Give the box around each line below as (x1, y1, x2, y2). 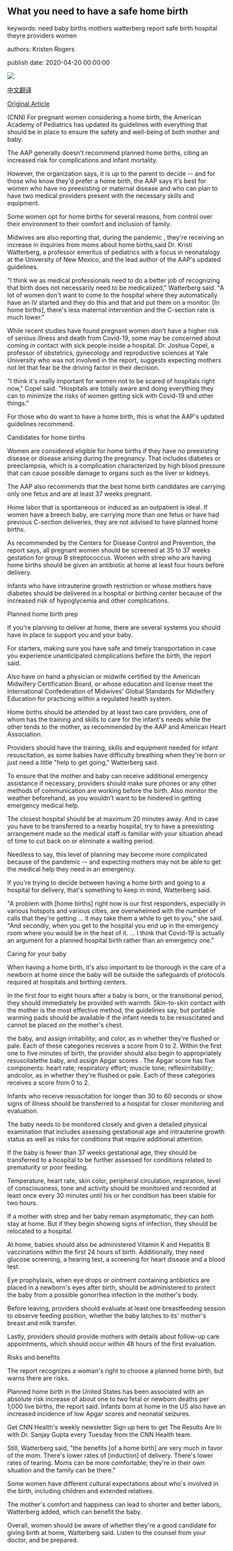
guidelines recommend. (7, 419, 75, 428)
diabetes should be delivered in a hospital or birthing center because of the (7, 589, 223, 597)
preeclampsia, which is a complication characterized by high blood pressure (7, 461, 225, 469)
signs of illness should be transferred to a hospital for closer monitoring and (7, 1099, 224, 1107)
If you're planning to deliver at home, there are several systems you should (7, 623, 221, 631)
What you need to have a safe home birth (7, 6, 189, 17)
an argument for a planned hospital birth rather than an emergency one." (7, 936, 215, 944)
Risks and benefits (7, 1353, 60, 1361)
